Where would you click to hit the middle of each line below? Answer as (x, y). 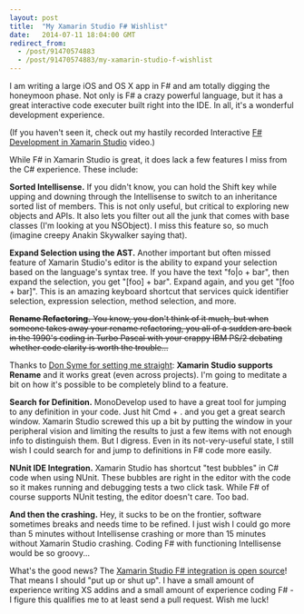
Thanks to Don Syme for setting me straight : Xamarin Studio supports (142, 365)
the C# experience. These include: (74, 169)
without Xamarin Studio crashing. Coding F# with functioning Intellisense (145, 543)
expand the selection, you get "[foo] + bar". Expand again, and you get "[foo (152, 282)
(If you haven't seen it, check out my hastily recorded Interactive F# (136, 132)
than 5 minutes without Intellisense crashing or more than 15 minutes (137, 534)
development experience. (57, 115)
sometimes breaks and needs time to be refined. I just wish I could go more (150, 524)
